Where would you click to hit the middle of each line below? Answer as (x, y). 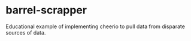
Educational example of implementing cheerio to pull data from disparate (95, 26)
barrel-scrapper (46, 10)
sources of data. (26, 32)
